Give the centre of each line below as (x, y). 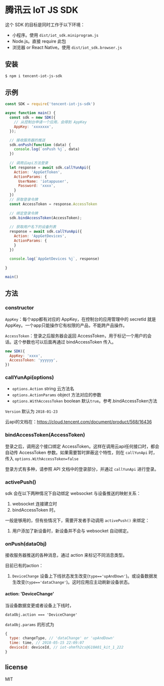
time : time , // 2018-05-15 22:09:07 (47, 643)
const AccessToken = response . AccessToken (53, 204)
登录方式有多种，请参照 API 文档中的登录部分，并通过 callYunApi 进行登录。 (82, 469)
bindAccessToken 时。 (35, 510)
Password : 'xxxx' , (37, 186)
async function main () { (30, 113)
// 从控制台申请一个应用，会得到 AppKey (50, 122)
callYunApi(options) (30, 377)
